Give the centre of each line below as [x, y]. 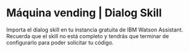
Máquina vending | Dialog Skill [84, 13]
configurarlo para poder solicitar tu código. [60, 42]
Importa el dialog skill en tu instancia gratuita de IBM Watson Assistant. [95, 30]
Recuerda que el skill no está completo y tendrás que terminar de [88, 36]
